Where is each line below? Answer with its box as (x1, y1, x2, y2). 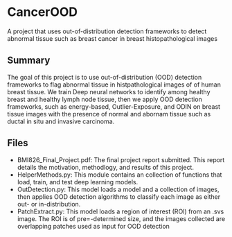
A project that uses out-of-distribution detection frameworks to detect (7, 27, 207, 35)
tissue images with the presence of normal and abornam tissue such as (7, 109, 211, 118)
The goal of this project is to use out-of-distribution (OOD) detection (7, 73, 202, 81)
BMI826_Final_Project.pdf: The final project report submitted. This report (17, 155, 225, 164)
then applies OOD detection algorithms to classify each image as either (17, 192, 220, 201)
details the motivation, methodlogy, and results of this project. (17, 163, 194, 171)
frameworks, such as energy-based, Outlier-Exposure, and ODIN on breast (7, 102, 220, 111)
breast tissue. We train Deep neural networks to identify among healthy (7, 87, 211, 96)
